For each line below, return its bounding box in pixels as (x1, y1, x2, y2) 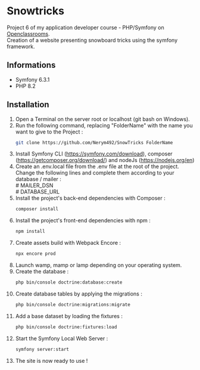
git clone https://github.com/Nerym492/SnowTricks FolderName (15, 139, 173, 145)
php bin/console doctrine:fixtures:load (15, 324, 117, 330)
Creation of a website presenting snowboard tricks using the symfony (7, 36, 178, 43)
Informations (7, 60, 56, 70)
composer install (15, 206, 59, 212)
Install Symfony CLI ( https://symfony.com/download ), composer (15, 150, 173, 157)
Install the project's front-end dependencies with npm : (15, 217, 151, 224)
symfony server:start (15, 346, 69, 352)
